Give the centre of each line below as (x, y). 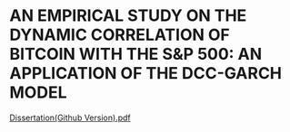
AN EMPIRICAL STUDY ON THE (128, 16)
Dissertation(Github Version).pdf (70, 118)
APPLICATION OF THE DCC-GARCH (146, 74)
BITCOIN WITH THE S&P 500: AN (136, 54)
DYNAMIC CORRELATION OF (120, 35)
